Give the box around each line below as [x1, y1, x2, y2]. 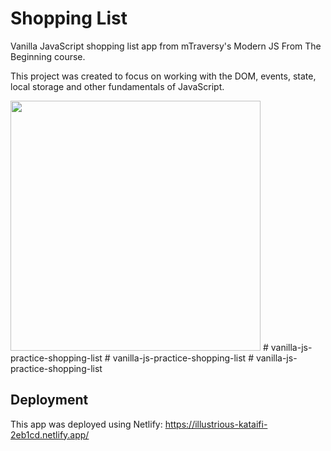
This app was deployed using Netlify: [10, 418, 163, 430]
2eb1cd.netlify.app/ [10, 428, 90, 441]
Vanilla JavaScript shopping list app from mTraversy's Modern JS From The [10, 40, 322, 52]
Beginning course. [10, 50, 86, 62]
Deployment [10, 392, 89, 409]
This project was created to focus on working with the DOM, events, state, [10, 70, 317, 82]
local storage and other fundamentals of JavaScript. [10, 80, 225, 92]
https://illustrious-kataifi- [164, 418, 268, 430]
